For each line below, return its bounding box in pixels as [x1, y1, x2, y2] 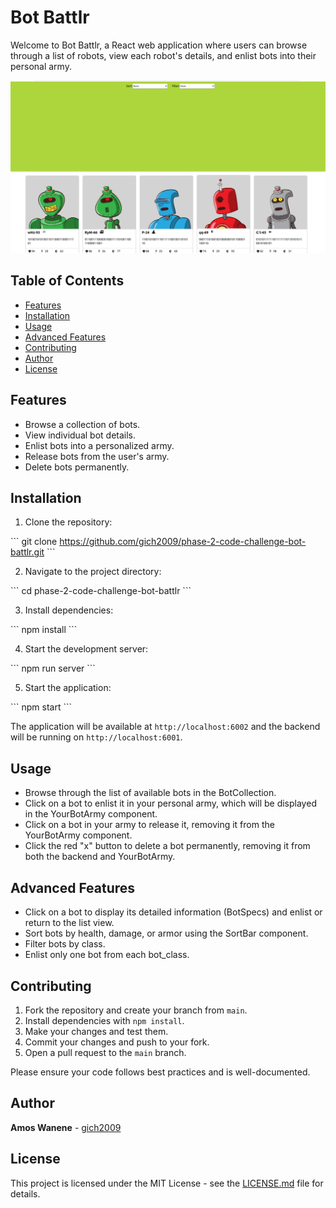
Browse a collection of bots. [24, 418, 141, 430]
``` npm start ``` [10, 701, 72, 713]
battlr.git [10, 546, 45, 558]
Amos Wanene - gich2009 [10, 1121, 122, 1133]
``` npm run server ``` [10, 662, 96, 675]
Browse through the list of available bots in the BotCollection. [24, 787, 277, 799]
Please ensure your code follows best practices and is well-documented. [10, 1066, 311, 1078]
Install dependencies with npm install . [24, 1014, 185, 1026]
